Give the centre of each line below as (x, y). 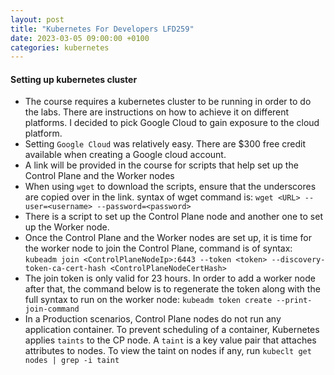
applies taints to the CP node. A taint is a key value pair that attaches (170, 340)
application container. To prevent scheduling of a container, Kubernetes (172, 330)
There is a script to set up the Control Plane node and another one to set (174, 217)
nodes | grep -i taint (72, 361)
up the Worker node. (67, 227)
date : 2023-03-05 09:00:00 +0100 (80, 38)
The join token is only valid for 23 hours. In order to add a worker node (170, 278)
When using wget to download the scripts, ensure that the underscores (170, 187)
